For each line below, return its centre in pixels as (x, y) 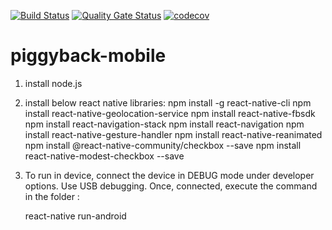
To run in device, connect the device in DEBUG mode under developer (169, 175)
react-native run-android (75, 216)
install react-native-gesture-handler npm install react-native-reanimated (173, 134)
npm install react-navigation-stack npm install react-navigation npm (164, 124)
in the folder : (52, 196)
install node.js (53, 83)
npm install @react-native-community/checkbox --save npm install (163, 145)
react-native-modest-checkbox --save (104, 156)
